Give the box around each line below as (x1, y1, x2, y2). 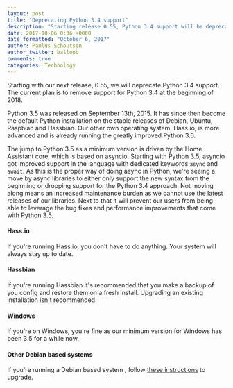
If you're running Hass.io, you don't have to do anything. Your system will (7, 242, 216, 251)
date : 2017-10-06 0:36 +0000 (7, 29, 92, 37)
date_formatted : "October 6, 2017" (7, 36, 110, 43)
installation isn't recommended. (7, 296, 97, 304)
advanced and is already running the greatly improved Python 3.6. (7, 131, 196, 140)
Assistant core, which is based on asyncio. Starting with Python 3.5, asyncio (7, 152, 225, 160)
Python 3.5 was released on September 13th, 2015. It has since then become (7, 109, 226, 117)
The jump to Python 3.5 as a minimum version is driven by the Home (7, 144, 202, 153)
